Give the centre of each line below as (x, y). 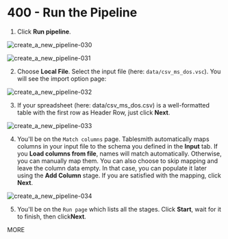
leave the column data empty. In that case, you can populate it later (112, 168)
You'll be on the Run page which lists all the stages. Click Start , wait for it (119, 209)
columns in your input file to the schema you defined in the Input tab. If (117, 146)
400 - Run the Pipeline (72, 13)
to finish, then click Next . (52, 216)
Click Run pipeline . (44, 32)
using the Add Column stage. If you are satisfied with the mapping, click (119, 175)
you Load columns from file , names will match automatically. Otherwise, (119, 153)
